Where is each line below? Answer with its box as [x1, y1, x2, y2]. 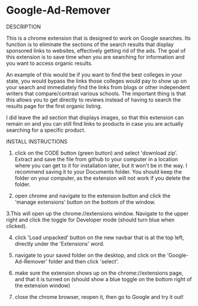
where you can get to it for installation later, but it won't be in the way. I [14, 162, 187, 169]
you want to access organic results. [6, 60, 93, 67]
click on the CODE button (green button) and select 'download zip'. [14, 149, 178, 157]
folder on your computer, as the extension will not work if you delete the [14, 174, 190, 181]
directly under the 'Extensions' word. [14, 240, 105, 247]
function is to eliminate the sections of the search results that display [6, 41, 174, 48]
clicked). [6, 222, 28, 229]
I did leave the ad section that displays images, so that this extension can [6, 113, 184, 121]
